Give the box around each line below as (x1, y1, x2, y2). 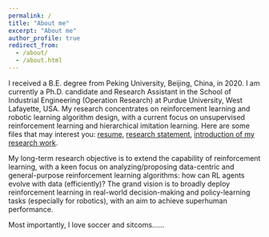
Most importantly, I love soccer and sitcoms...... (8, 219, 165, 229)
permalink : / (8, 11, 52, 20)
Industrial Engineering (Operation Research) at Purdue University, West (8, 95, 243, 105)
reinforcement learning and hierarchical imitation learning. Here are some (8, 121, 251, 131)
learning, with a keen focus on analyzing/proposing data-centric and (8, 162, 235, 171)
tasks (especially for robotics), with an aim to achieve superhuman (8, 195, 228, 205)
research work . (8, 138, 58, 147)
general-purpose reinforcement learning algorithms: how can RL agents (8, 170, 245, 180)
